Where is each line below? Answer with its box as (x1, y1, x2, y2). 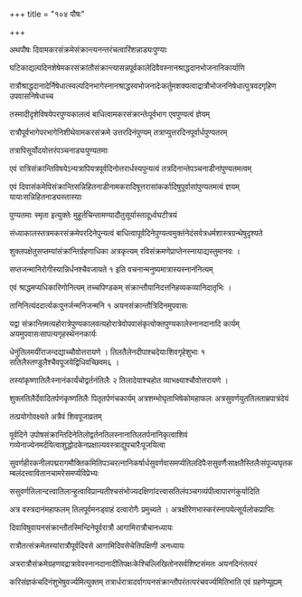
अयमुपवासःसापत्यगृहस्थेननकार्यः (9, 329, 98, 339)
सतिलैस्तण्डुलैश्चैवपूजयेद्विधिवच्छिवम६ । (9, 357, 120, 367)
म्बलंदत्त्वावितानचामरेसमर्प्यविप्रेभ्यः (9, 467, 99, 478)
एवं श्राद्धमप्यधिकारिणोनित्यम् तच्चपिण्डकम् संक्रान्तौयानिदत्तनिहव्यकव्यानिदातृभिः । (9, 282, 232, 293)
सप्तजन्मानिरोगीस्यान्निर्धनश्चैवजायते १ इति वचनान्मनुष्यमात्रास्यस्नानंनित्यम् (9, 264, 214, 274)
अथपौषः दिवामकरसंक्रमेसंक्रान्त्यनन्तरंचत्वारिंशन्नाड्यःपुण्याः (9, 44, 167, 54)
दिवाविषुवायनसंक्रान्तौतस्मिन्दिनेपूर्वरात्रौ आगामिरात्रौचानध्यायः (9, 522, 174, 533)
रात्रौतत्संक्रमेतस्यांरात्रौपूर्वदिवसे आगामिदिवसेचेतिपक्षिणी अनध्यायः (9, 540, 185, 551)
